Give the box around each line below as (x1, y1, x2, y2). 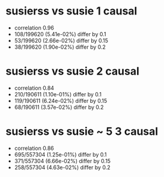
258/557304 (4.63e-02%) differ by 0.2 (14, 164, 111, 171)
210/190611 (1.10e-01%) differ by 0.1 (14, 90, 102, 98)
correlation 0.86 (14, 144, 55, 152)
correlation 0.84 (14, 84, 55, 92)
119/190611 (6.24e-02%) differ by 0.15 (14, 97, 108, 104)
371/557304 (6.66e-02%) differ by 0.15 (14, 157, 111, 164)
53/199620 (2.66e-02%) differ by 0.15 (14, 37, 109, 44)
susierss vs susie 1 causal (5, 4, 138, 18)
